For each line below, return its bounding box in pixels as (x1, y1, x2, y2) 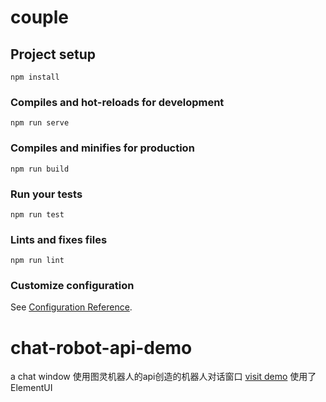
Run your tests (10, 187, 83, 201)
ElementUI (10, 382, 53, 394)
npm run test (10, 209, 65, 220)
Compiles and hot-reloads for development (10, 95, 225, 109)
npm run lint (10, 256, 65, 266)
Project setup (10, 46, 97, 63)
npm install (10, 72, 60, 82)
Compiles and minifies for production (10, 141, 195, 155)
